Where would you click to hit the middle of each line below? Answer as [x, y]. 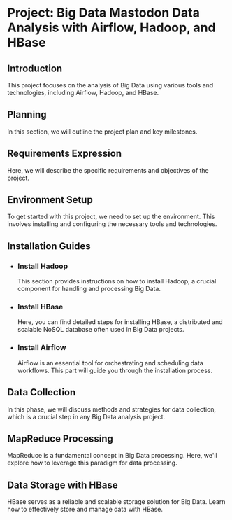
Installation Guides [49, 246]
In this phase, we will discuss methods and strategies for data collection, [112, 409]
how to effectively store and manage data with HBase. [85, 510]
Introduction [35, 68]
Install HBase [40, 307]
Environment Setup [50, 200]
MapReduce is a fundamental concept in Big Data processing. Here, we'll [113, 456]
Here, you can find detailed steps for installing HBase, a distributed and [120, 322]
